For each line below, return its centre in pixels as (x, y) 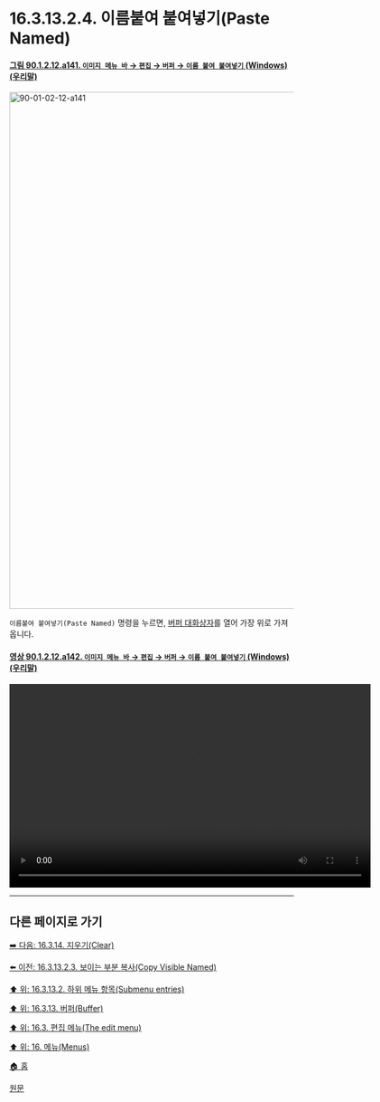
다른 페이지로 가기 (56, 921)
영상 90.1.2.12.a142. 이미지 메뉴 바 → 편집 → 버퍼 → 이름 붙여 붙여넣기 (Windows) (150, 656)
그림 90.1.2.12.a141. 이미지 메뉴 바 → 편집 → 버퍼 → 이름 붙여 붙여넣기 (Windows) (148, 65)
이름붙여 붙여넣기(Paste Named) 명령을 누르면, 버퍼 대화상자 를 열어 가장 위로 (141, 623)
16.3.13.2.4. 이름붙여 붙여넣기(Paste (140, 19)
